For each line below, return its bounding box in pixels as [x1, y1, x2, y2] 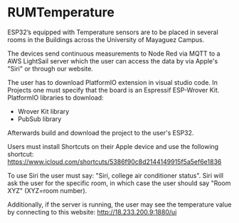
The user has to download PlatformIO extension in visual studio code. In [7, 78, 218, 86]
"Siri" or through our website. [7, 64, 94, 73]
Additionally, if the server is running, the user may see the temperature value [7, 200, 232, 209]
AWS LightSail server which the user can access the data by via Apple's [7, 56, 218, 65]
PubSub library [17, 115, 62, 123]
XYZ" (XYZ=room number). [7, 186, 87, 195]
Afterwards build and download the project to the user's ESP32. [7, 128, 194, 137]
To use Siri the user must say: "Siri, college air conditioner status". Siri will [7, 171, 224, 180]
